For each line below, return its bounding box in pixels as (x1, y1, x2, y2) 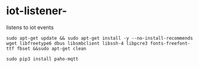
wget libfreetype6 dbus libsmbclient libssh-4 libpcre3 (6, 40, 148, 46)
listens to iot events (6, 24, 54, 31)
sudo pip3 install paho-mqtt (6, 56, 79, 62)
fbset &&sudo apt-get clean (17, 46, 86, 52)
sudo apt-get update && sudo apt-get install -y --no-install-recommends (6, 35, 194, 41)
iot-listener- (6, 4, 67, 18)
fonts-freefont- (150, 40, 191, 46)
